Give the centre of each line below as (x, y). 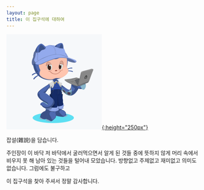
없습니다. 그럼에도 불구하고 (38, 168)
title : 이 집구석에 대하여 (35, 19)
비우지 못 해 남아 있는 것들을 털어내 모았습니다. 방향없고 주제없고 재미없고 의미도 (102, 160)
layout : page (23, 13)
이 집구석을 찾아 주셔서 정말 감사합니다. (53, 181)
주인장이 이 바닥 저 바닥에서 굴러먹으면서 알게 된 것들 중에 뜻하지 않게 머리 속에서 (102, 153)
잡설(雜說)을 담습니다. (33, 139)
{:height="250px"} (125, 127)
